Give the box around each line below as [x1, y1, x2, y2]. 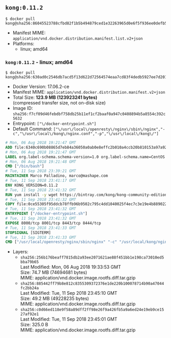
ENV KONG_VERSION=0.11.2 [5, 183, 58, 188]
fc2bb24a [20, 286, 39, 291]
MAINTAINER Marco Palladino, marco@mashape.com [5, 173, 108, 179]
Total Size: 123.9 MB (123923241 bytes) [12, 94, 98, 101]
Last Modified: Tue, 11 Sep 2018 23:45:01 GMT [20, 316, 118, 322]
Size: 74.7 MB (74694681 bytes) [20, 269, 88, 275]
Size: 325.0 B [20, 322, 48, 328]
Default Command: [12, 126, 52, 132]
